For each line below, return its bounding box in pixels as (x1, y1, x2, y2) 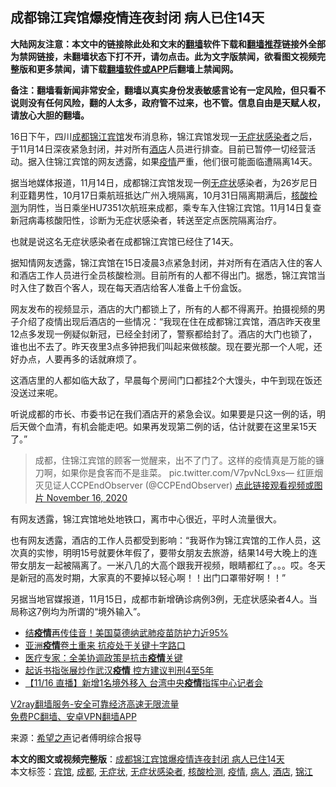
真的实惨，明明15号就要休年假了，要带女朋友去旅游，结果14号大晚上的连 (18, 546, 318, 558)
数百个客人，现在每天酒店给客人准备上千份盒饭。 (44, 281, 247, 293)
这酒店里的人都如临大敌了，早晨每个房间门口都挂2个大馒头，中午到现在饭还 (10, 374, 323, 386)
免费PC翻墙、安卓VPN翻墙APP (10, 710, 137, 722)
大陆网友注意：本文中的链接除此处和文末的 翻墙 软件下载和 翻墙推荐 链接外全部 (10, 38, 326, 50)
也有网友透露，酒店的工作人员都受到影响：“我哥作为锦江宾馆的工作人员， (10, 534, 313, 546)
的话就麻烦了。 (79, 353, 142, 365)
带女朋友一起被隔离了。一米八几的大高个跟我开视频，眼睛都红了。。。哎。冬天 (10, 559, 326, 571)
